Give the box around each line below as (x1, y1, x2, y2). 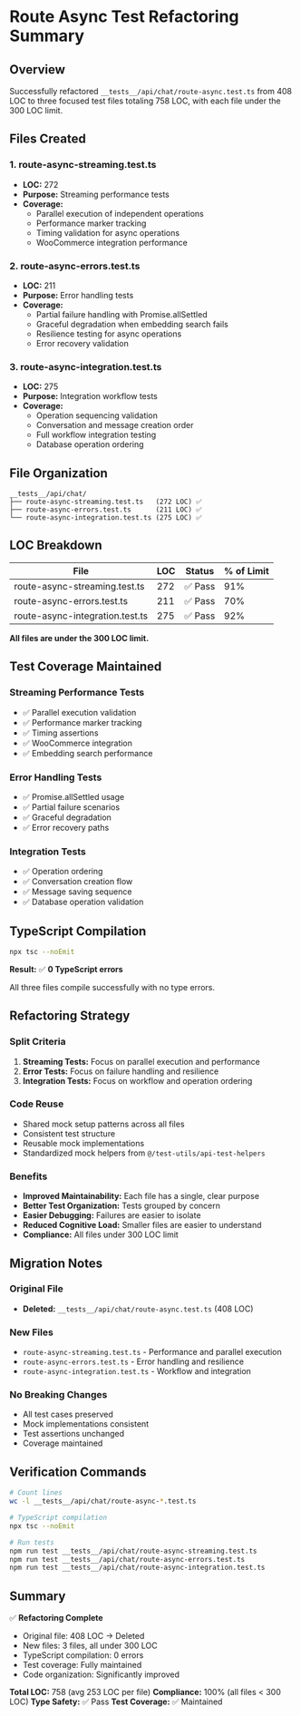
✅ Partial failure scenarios (22, 801, 121, 813)
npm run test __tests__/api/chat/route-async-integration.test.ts (9, 1563, 266, 1573)
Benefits (9, 1170, 48, 1183)
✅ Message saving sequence (22, 886, 132, 897)
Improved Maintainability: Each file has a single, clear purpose (22, 1191, 260, 1202)
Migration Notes (9, 1255, 102, 1271)
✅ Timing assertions (22, 727, 99, 738)
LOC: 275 (22, 381, 59, 392)
